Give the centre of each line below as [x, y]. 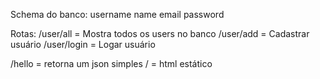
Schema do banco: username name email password [117, 14]
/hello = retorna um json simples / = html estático [111, 63]
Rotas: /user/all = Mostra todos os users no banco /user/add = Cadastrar [160, 33]
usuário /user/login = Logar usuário [83, 44]
